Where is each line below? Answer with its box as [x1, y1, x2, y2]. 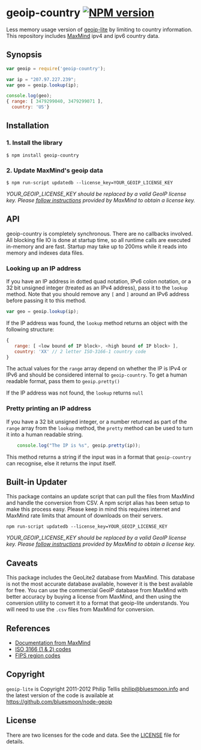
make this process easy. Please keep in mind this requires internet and [6, 506, 181, 513]
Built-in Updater [6, 477, 68, 488]
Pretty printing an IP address [6, 404, 92, 413]
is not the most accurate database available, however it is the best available [6, 580, 193, 588]
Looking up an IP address [6, 264, 82, 273]
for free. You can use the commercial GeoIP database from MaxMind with [6, 587, 188, 594]
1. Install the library [6, 139, 63, 147]
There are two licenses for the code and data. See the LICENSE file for [6, 731, 180, 739]
